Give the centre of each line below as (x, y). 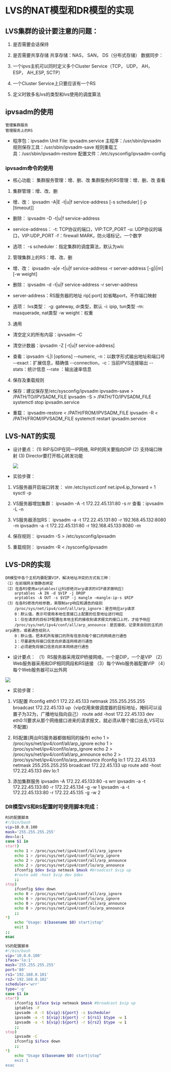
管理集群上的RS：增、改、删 (42, 257)
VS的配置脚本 (17, 946)
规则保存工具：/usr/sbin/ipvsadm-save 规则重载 (63, 147)
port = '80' (16, 970)
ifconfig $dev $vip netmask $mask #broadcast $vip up (73, 870)
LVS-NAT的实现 (30, 436)
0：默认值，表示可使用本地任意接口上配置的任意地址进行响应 (69, 614)
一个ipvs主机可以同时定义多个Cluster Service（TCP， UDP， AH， (83, 66)
